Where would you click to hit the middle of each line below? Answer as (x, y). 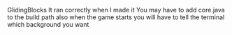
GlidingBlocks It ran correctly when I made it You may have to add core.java (116, 10)
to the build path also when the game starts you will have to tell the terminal (116, 17)
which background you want (48, 24)
